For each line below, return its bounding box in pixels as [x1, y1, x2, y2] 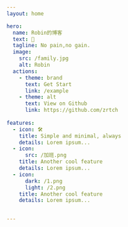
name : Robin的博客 [12, 29, 63, 36]
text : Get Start [24, 81, 72, 87]
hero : [6, 22, 22, 30]
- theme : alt [19, 94, 57, 101]
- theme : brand [19, 74, 63, 81]
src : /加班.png [24, 152, 67, 159]
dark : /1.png [24, 178, 63, 185]
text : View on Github [24, 100, 88, 108]
